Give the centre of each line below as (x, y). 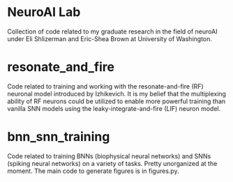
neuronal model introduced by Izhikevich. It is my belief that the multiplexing (117, 93)
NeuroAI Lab (44, 12)
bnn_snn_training (59, 137)
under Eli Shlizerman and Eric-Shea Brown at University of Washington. (110, 38)
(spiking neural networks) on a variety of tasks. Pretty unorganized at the (112, 163)
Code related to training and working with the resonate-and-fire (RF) (105, 86)
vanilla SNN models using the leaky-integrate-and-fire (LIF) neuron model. (114, 108)
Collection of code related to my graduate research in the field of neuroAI (112, 31)
